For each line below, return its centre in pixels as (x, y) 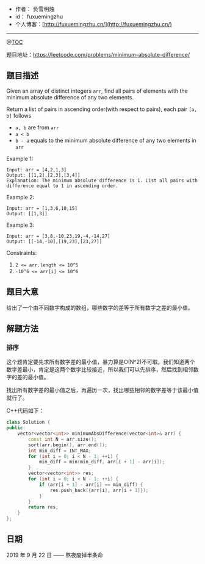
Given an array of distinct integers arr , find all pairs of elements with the (97, 91)
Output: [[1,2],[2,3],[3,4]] (43, 175)
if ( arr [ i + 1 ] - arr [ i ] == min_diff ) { (91, 484)
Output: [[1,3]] (27, 213)
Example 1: (20, 159)
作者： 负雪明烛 (35, 9)
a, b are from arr (37, 127)
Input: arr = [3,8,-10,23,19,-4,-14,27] (59, 236)
